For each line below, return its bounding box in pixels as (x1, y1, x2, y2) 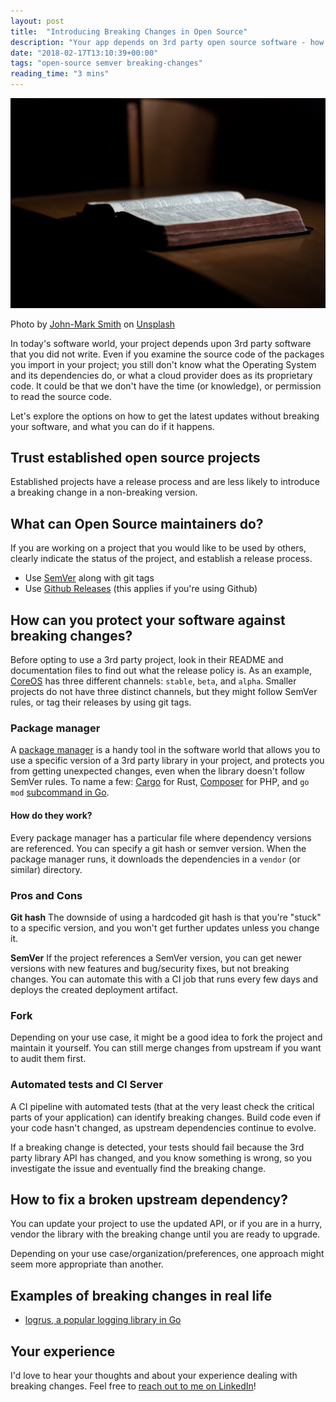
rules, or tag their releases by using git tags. (10, 696, 192, 709)
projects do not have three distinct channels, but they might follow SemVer (10, 686, 318, 698)
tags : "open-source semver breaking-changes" (10, 58, 203, 69)
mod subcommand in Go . (10, 786, 110, 799)
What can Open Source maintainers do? (10, 515, 264, 532)
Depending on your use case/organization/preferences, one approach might (10, 1248, 325, 1260)
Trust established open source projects (10, 450, 261, 467)
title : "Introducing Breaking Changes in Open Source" (10, 26, 248, 37)
